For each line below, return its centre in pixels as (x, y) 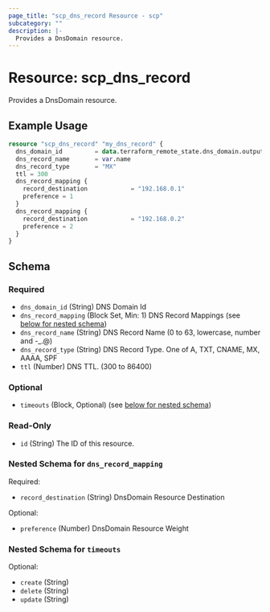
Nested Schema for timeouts (65, 549)
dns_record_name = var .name (73, 159)
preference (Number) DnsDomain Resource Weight (104, 528)
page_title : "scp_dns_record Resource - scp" (86, 16)
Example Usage (48, 125)
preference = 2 (48, 226)
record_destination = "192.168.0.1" (104, 189)
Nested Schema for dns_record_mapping (86, 464)
